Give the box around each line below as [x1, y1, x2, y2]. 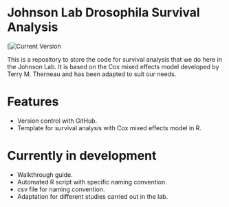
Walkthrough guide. [17, 170, 74, 179]
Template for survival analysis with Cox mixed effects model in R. [17, 123, 201, 132]
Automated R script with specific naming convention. [17, 178, 167, 186]
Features [7, 94, 59, 110]
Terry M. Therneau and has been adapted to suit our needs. [7, 70, 177, 78]
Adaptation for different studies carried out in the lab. [17, 192, 168, 200]
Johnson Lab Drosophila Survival [7, 5, 201, 21]
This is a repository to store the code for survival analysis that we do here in [7, 55, 222, 63]
